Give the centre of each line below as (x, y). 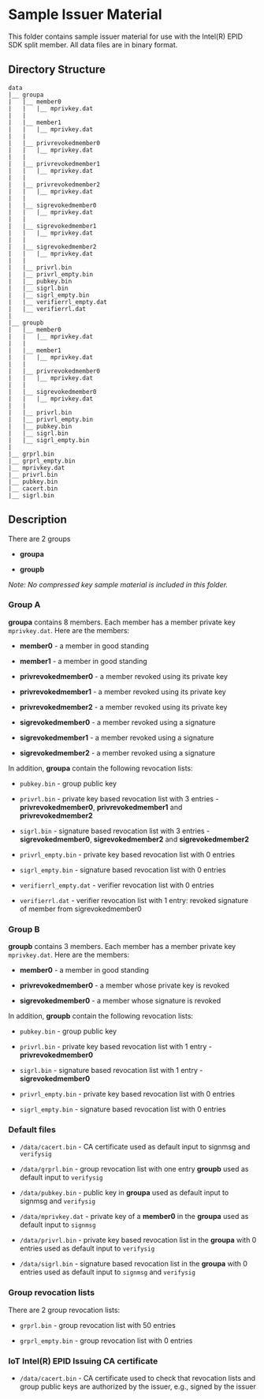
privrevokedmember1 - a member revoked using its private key (123, 692)
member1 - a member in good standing (83, 661)
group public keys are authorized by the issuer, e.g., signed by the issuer (138, 1386)
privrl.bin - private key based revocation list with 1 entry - (116, 1047)
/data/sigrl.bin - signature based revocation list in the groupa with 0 (134, 1264)
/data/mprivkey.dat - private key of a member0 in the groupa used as (134, 1217)
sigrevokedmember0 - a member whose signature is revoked (120, 1001)
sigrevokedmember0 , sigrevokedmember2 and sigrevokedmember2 (134, 839)
